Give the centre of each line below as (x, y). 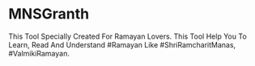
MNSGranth (49, 14)
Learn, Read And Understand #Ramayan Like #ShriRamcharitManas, (122, 44)
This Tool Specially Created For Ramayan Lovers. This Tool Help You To (127, 36)
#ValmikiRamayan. (39, 53)
